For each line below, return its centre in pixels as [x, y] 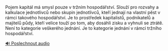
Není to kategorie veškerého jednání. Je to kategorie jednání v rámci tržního [83, 28]
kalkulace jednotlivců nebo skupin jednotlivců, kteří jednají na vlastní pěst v [83, 12]
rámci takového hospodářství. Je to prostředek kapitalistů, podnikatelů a [80, 18]
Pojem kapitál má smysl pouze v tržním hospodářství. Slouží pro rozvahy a [82, 7]
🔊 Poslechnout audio [28, 43]
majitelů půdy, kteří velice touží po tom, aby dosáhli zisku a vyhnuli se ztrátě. [84, 23]
